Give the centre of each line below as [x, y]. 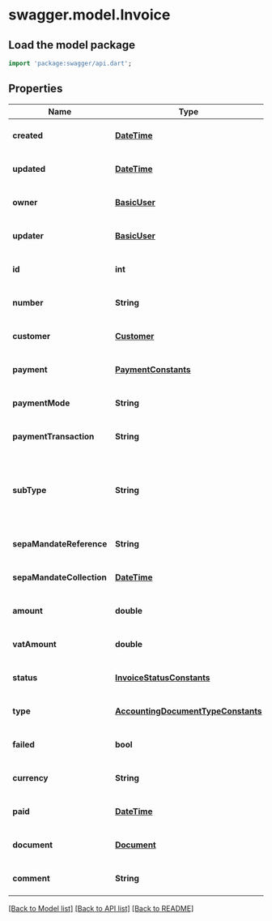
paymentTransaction [53, 436]
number [28, 302]
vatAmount [34, 644]
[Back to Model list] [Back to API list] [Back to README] [101, 908]
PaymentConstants [153, 369]
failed [23, 744]
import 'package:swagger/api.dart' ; [70, 63]
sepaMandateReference [60, 543]
